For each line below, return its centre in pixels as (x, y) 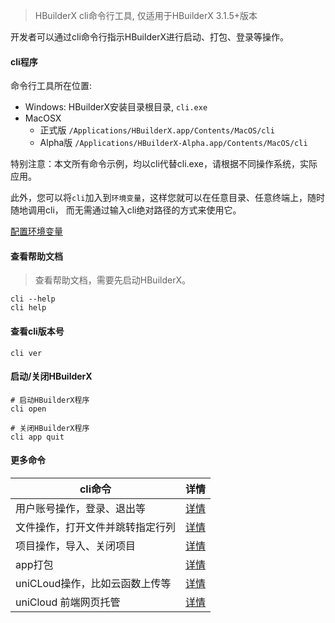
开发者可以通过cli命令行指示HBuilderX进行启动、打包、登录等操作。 (149, 37)
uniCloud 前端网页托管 (68, 602)
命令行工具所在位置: (51, 86)
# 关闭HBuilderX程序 (50, 428)
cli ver (26, 353)
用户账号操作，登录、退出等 (81, 509)
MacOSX (43, 118)
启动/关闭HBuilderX (51, 376)
